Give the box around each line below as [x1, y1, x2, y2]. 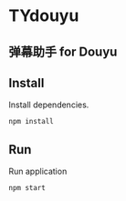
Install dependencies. [8, 99, 89, 110]
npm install [8, 117, 54, 126]
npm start [8, 184, 47, 193]
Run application [8, 166, 68, 177]
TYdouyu [8, 5, 79, 26]
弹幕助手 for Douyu [8, 44, 118, 59]
